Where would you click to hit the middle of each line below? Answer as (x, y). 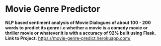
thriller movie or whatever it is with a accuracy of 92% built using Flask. (81, 33)
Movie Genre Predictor (53, 9)
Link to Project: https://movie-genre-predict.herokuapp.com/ (68, 38)
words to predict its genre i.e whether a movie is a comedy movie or (77, 27)
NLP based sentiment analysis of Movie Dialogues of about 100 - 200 (78, 23)
